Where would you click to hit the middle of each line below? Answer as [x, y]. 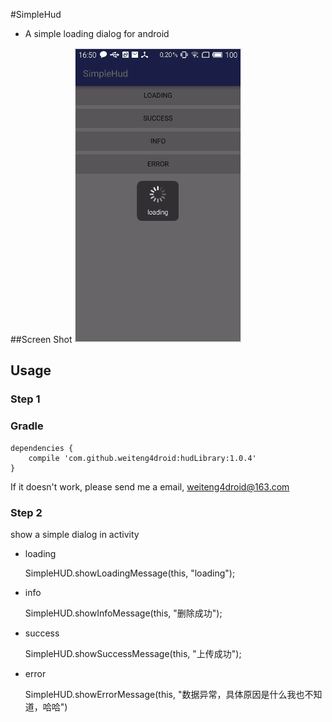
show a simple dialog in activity [75, 534]
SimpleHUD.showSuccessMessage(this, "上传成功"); [133, 653]
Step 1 [25, 399]
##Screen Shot [41, 339]
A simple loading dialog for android [97, 33]
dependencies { [42, 448]
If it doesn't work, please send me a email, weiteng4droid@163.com [150, 486]
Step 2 [26, 512]
